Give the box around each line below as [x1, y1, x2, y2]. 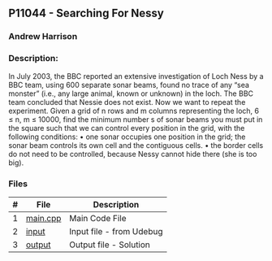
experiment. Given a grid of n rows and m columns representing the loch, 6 [8, 106, 260, 115]
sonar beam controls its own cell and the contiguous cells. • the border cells [8, 140, 264, 150]
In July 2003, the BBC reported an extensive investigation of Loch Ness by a [8, 71, 264, 80]
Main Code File [68, 212, 127, 224]
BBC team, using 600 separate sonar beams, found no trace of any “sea [8, 80, 250, 89]
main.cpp [25, 212, 62, 224]
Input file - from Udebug [68, 225, 163, 237]
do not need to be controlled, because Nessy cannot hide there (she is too [8, 149, 257, 159]
